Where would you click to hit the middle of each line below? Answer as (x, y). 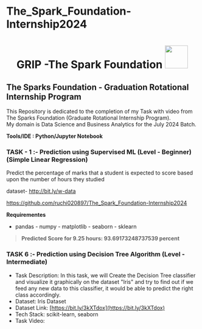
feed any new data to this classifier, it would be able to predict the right (104, 288)
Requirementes (26, 215)
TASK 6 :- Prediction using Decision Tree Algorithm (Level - (96, 255)
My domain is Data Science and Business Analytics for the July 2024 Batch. (101, 125)
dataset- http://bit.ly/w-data (41, 191)
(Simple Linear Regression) (47, 160)
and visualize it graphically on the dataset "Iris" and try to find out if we (104, 281)
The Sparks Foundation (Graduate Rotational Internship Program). (89, 118)
